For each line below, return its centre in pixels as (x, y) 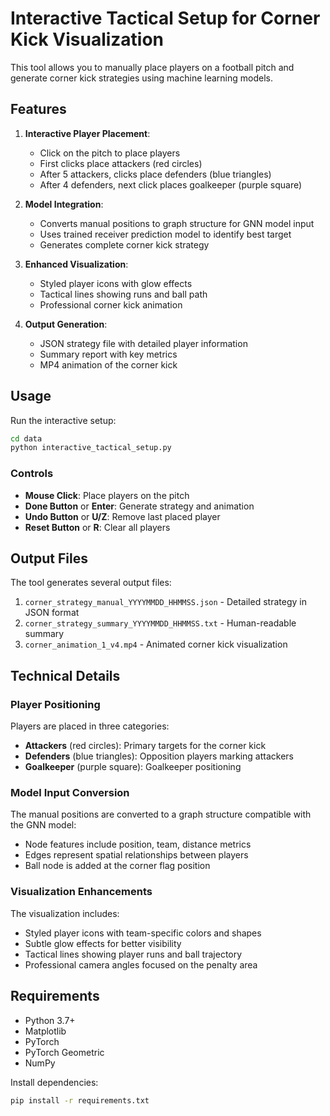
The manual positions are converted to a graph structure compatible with (161, 814)
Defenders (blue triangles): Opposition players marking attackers (159, 756)
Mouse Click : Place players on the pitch (107, 495)
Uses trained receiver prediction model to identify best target (165, 234)
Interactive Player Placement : (87, 133)
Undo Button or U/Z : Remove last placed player (122, 516)
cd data (26, 438)
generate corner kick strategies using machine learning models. (141, 78)
